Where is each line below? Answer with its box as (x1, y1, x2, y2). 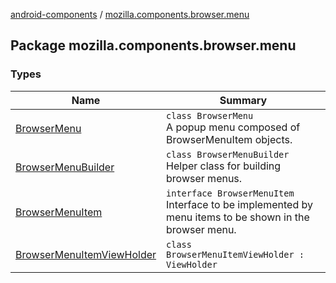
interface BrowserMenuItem (166, 187, 295, 199)
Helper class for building (166, 159, 282, 173)
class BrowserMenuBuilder (166, 149, 290, 160)
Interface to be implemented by (166, 197, 313, 211)
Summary (219, 93, 268, 107)
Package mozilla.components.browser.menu (10, 37, 297, 54)
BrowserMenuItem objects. (166, 132, 293, 146)
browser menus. (166, 171, 243, 185)
